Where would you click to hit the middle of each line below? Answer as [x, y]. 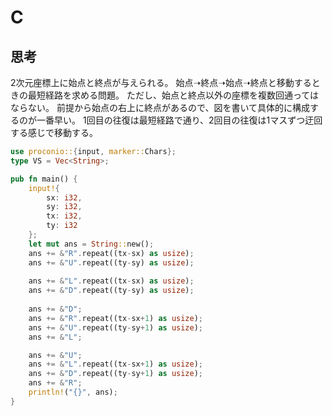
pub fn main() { [44, 179]
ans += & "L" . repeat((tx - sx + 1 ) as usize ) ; [116, 364]
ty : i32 [62, 226]
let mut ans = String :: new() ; [91, 244]
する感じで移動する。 [54, 132]
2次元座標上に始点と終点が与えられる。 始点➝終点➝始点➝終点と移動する [161, 82]
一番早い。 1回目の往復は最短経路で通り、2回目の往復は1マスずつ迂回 [179, 120]
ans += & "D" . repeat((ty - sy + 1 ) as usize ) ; [116, 374]
